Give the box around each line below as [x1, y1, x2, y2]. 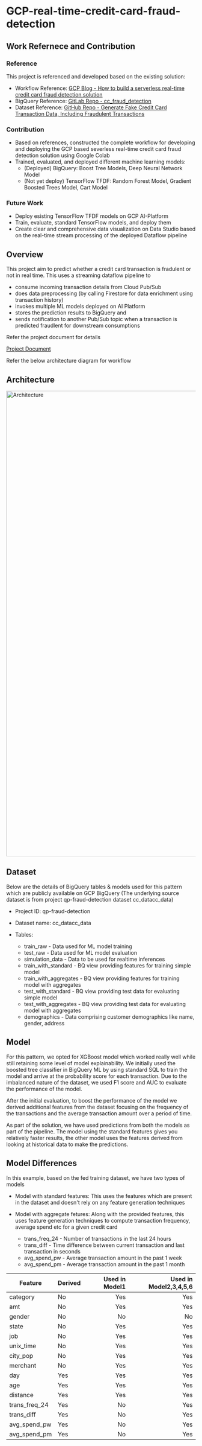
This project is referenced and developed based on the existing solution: [6, 72, 186, 80]
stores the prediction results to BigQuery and [14, 309, 127, 316]
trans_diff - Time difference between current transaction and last [23, 1241, 185, 1249]
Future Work [6, 199, 43, 208]
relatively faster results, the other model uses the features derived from [6, 1134, 183, 1141]
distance [9, 1390, 34, 1399]
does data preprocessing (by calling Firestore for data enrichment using [14, 290, 194, 297]
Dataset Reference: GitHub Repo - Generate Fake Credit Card [14, 104, 167, 111]
